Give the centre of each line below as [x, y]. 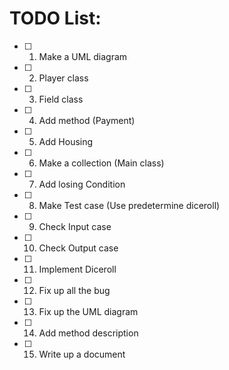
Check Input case [75, 226]
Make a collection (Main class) [101, 163]
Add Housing [66, 141]
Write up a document [82, 354]
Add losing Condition [82, 184]
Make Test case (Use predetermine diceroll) [129, 205]
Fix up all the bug [74, 290]
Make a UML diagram [83, 56]
